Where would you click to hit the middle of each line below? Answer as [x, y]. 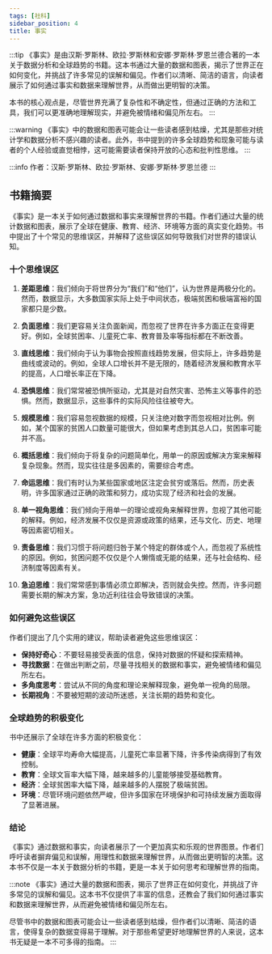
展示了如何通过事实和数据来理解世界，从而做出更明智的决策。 [112, 85]
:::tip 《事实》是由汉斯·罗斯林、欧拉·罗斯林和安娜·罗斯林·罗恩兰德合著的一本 [135, 55]
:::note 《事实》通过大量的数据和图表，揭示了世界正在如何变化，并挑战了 [130, 884]
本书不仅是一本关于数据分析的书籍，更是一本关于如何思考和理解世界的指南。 [136, 867]
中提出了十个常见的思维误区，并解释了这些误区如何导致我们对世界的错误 [129, 236]
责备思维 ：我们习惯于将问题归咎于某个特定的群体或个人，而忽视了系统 [138, 548]
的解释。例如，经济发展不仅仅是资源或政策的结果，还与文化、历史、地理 [141, 520]
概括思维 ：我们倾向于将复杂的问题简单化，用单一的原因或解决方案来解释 [141, 456]
